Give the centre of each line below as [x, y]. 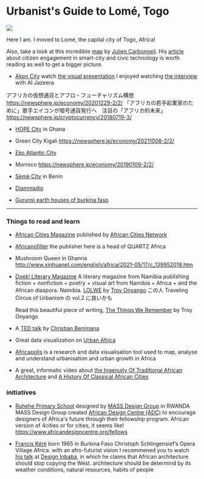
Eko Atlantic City [36, 152]
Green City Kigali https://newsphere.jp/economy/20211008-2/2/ [95, 141]
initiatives [21, 392]
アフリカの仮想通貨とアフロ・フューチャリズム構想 [70, 95]
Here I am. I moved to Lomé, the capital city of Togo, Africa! [81, 39]
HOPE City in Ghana [40, 129]
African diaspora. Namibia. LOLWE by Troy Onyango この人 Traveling [101, 290]
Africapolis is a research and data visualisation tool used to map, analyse [106, 352]
